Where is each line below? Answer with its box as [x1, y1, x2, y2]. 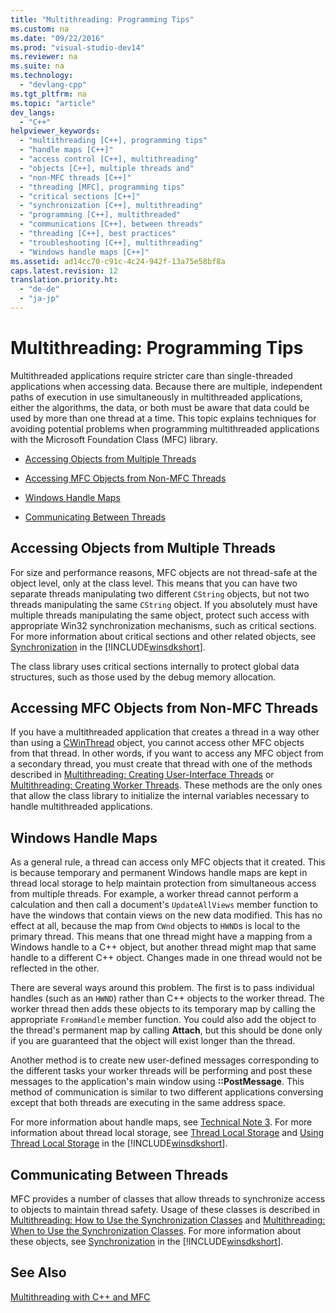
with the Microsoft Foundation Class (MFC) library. [10, 433, 218, 445]
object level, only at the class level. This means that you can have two [10, 577, 298, 589]
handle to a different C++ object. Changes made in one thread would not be [10, 952, 323, 964]
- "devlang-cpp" [19, 80, 87, 90]
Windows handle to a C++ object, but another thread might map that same [10, 941, 317, 953]
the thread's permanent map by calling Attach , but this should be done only [10, 1024, 323, 1036]
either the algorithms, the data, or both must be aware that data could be [10, 401, 310, 413]
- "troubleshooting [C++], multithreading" [19, 237, 203, 248]
